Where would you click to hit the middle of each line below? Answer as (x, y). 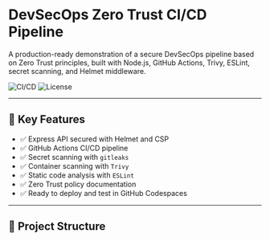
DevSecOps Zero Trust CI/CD (108, 15)
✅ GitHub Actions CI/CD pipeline (74, 148)
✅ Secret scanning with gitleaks (74, 157)
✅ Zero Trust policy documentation (78, 184)
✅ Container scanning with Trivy (74, 165)
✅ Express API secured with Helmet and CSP (94, 139)
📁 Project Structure (57, 227)
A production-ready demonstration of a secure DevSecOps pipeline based (131, 54)
